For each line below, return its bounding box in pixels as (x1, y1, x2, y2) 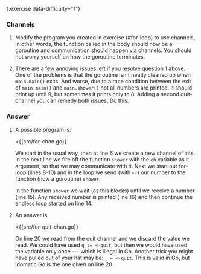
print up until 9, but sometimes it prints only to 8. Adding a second (14, 91, 180, 98)
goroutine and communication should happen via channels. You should (14, 47, 192, 54)
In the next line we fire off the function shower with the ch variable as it (14, 155, 190, 163)
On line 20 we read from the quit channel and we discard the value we (14, 235, 190, 242)
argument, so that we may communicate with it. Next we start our (14, 162, 178, 169)
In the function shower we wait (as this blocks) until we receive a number (14, 187, 195, 194)
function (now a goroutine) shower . (14, 175, 101, 182)
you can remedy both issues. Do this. (36, 97, 129, 105)
